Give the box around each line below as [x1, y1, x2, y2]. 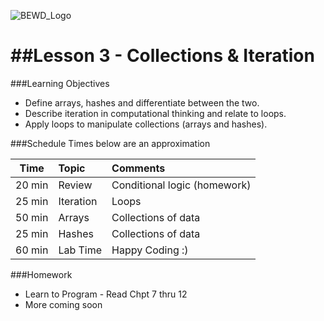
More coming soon [24, 298, 103, 310]
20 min [15, 178, 49, 192]
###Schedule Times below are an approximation [10, 137, 211, 149]
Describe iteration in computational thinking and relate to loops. [24, 107, 287, 119]
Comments [111, 161, 166, 175]
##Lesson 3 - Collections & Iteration [10, 45, 315, 67]
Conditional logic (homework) [111, 178, 252, 192]
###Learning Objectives [10, 77, 110, 89]
